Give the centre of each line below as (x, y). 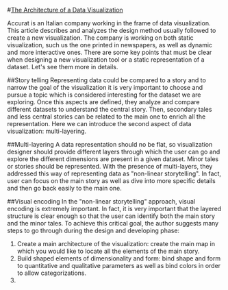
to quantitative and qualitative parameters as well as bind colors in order (119, 266)
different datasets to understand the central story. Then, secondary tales (110, 109)
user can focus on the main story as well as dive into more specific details (111, 181)
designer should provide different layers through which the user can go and (114, 152)
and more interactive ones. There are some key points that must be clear (110, 52)
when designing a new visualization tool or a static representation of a (106, 60)
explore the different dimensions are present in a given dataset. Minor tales (113, 159)
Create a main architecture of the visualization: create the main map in (116, 244)
